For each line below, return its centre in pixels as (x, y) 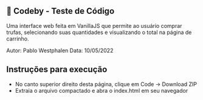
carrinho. (18, 38)
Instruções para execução (57, 69)
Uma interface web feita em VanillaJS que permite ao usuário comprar (94, 25)
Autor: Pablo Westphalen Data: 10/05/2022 (60, 50)
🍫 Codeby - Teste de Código (60, 11)
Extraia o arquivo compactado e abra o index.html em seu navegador (101, 90)
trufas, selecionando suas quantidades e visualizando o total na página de (99, 32)
